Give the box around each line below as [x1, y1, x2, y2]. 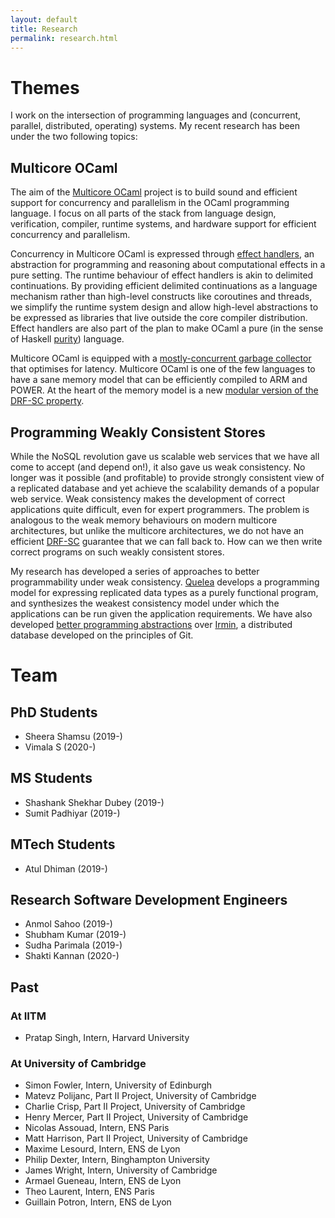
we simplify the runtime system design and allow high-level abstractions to [10, 301, 319, 313]
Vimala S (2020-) [24, 741, 97, 753]
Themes [10, 76, 80, 99]
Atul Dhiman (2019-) [24, 862, 108, 875]
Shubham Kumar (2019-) [24, 929, 127, 941]
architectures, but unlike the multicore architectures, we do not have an [10, 524, 305, 536]
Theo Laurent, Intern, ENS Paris [24, 1186, 155, 1198]
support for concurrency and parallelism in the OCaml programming [10, 197, 290, 209]
